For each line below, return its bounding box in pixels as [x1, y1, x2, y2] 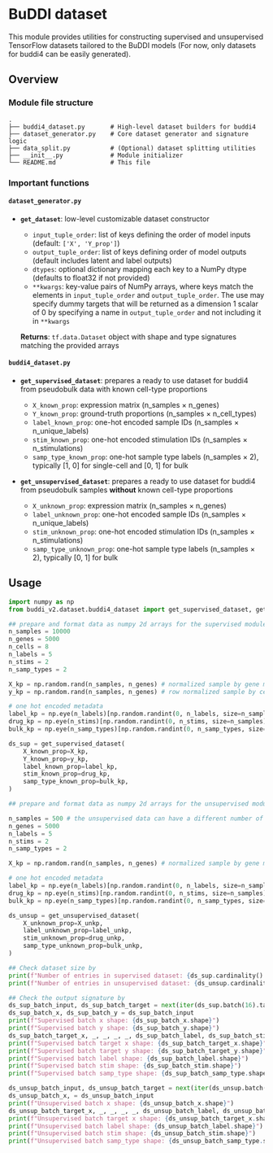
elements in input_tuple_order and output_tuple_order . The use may [32, 290, 265, 299]
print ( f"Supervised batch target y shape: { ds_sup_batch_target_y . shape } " [8, 1046, 267, 1055]
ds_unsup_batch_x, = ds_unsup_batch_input [8, 1092, 154, 1100]
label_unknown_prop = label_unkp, [23, 927, 132, 935]
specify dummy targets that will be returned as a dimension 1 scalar [32, 299, 258, 308]
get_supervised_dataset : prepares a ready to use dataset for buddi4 [19, 375, 249, 385]
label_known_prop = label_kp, [23, 762, 118, 771]
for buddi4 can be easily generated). [8, 49, 132, 59]
